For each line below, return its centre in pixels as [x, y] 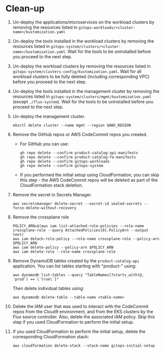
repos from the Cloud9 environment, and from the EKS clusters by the [83, 311]
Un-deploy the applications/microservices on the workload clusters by [83, 22]
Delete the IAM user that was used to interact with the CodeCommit [81, 306]
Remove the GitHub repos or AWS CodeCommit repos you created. [80, 134]
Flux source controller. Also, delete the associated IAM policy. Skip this [84, 317]
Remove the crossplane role [41, 217]
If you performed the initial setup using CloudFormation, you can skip [90, 175]
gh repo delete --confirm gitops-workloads [65, 161]
